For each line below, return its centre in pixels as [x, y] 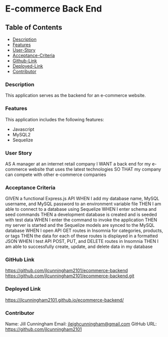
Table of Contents [34, 27]
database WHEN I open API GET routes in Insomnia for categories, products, [84, 231]
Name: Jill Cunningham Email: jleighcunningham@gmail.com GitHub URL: [81, 324]
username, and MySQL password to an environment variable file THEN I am [83, 204]
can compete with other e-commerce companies [56, 175]
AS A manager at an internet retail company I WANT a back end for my [78, 163]
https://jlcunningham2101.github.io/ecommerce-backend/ [64, 300]
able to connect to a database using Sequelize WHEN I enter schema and [81, 209]
